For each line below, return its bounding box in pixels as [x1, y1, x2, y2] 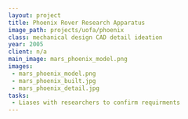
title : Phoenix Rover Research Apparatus [8, 19, 146, 27]
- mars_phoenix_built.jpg [11, 77, 96, 85]
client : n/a [8, 48, 47, 56]
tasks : [8, 92, 30, 99]
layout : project [8, 11, 61, 20]
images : [8, 63, 34, 70]
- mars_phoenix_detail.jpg [11, 84, 100, 92]
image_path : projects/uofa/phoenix [8, 26, 125, 34]
